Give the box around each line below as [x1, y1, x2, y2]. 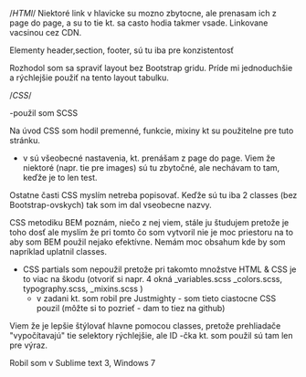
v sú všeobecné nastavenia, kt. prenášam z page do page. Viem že [22, 152, 276, 163]
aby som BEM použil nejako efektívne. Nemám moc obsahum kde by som [9, 236, 286, 247]
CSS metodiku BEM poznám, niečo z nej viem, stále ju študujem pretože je [9, 217, 290, 227]
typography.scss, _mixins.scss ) [22, 283, 143, 294]
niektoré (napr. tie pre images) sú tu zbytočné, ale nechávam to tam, [22, 162, 280, 173]
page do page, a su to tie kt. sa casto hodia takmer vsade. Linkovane [9, 17, 269, 28]
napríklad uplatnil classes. [9, 246, 108, 257]
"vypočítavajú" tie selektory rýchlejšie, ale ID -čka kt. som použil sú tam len [9, 330, 294, 340]
